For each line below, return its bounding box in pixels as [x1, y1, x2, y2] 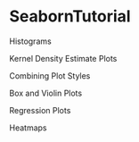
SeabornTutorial [9, 6, 131, 27]
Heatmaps [9, 122, 47, 133]
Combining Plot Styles [9, 70, 91, 81]
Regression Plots [9, 104, 71, 115]
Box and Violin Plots [9, 88, 83, 98]
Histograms [9, 36, 52, 46]
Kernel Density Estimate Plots [9, 53, 118, 63]
